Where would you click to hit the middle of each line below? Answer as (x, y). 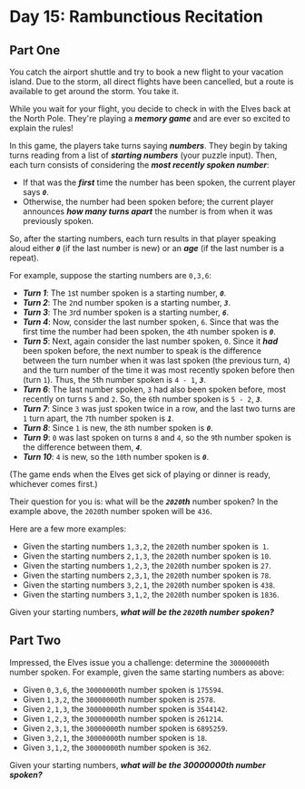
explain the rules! (42, 128)
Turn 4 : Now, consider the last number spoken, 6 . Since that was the (151, 322)
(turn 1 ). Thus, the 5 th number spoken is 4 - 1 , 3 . (114, 380)
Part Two (35, 641)
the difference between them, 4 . (82, 447)
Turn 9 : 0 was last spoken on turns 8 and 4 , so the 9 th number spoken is (157, 438)
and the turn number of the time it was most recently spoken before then (158, 370)
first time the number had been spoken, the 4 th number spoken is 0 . (149, 331)
